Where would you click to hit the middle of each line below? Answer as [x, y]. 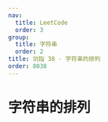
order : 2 [29, 52]
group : [19, 37]
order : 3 [29, 30]
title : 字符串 [36, 45]
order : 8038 [27, 66]
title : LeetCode [41, 23]
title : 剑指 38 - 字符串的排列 [54, 59]
